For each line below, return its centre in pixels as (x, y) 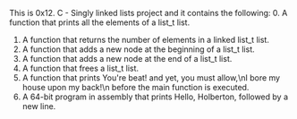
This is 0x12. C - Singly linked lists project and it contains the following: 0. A (148, 13)
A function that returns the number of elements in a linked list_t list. (146, 40)
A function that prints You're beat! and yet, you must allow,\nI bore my (151, 78)
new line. (39, 106)
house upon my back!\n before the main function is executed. (136, 87)
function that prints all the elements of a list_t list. (100, 22)
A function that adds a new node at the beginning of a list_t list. (138, 49)
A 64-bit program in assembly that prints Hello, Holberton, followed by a (155, 97)
